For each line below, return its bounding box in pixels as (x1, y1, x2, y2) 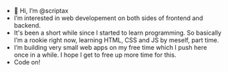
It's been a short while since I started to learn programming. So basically (13, 28, 222, 37)
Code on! (13, 58, 40, 66)
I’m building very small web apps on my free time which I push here (13, 44, 207, 51)
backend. (13, 21, 41, 29)
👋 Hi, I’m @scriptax (13, 7, 69, 15)
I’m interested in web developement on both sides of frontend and (13, 14, 204, 22)
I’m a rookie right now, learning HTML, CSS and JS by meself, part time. (13, 36, 219, 44)
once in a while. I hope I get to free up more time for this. (13, 51, 177, 59)
